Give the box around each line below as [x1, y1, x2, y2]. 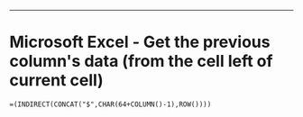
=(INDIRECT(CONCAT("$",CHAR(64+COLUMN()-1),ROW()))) [9, 100, 212, 109]
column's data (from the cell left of [9, 51, 273, 72]
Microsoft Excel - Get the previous [9, 32, 271, 52]
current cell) [9, 70, 104, 91]
